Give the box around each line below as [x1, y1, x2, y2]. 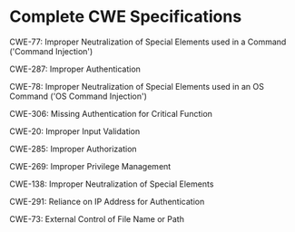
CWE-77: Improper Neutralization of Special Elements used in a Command [9, 36, 287, 47]
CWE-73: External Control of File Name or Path [9, 213, 184, 224]
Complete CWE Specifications [9, 6, 242, 27]
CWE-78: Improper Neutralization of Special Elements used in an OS [9, 81, 265, 92]
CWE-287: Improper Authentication [9, 63, 141, 74]
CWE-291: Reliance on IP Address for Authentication [9, 196, 205, 207]
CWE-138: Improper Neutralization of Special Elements [9, 179, 214, 189]
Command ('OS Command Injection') [9, 91, 148, 101]
